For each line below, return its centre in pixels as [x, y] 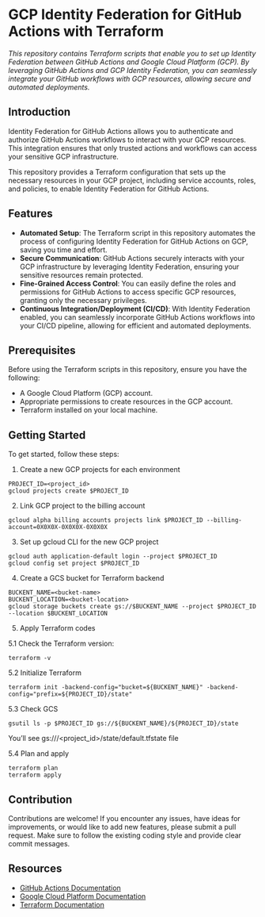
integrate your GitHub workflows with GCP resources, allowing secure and [130, 79]
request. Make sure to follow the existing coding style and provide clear [125, 835]
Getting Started [47, 435]
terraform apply [35, 775]
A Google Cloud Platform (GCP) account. [86, 393]
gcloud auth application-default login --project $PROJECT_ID [113, 557]
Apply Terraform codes [57, 628]
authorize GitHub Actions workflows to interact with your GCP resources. [127, 140]
